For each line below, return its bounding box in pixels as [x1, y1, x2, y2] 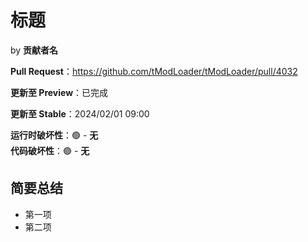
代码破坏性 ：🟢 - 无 [10, 144, 90, 156]
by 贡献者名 [10, 44, 59, 56]
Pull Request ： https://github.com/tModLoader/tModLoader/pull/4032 [10, 65, 298, 77]
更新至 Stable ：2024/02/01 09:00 [10, 107, 150, 120]
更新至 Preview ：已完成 [10, 86, 109, 98]
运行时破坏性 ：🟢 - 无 [10, 129, 99, 141]
